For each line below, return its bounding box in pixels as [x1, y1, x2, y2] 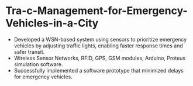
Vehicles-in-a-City [5, 16, 99, 30]
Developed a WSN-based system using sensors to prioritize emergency [13, 36, 187, 43]
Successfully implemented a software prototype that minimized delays [13, 67, 184, 74]
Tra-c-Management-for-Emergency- [5, 4, 188, 18]
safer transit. [13, 48, 45, 55]
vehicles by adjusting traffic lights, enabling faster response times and [13, 42, 183, 49]
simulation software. [13, 60, 63, 68]
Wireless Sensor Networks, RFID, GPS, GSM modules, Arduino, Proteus [13, 54, 185, 61]
